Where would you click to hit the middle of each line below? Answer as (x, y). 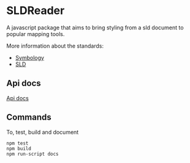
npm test (17, 143)
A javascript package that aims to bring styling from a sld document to (95, 27)
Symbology (30, 57)
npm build (19, 148)
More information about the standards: (55, 46)
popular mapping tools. (36, 34)
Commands (29, 118)
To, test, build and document (43, 132)
